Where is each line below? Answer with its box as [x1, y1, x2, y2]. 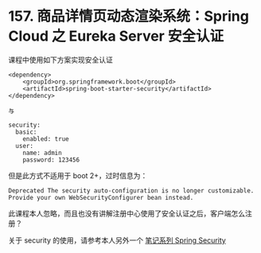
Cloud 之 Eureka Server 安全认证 [8, 27, 224, 45]
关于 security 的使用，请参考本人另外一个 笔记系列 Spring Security [8, 235, 227, 245]
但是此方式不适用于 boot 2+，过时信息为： [8, 170, 148, 180]
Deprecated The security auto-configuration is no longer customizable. [8, 186, 255, 195]
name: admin [22, 149, 62, 157]
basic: [15, 128, 37, 136]
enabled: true [22, 134, 69, 143]
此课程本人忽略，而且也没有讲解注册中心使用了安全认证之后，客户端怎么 [8, 208, 245, 218]
